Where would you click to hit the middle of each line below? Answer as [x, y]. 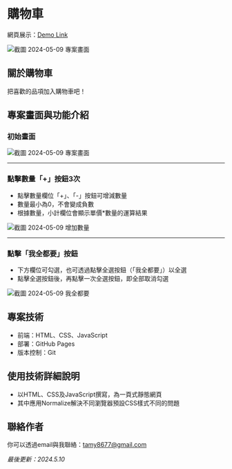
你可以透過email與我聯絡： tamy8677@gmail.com [77, 445]
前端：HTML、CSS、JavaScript [62, 335]
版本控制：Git [37, 352]
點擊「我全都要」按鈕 [42, 253]
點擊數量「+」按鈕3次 [44, 179]
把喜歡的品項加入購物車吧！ [47, 91]
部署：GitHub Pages [46, 344]
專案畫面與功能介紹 [48, 115]
